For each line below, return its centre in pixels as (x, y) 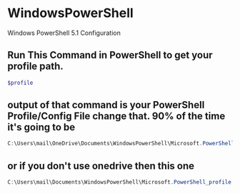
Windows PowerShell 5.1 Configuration (64, 33)
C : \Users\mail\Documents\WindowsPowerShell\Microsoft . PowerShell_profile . (121, 182)
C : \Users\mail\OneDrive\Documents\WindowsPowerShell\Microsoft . (105, 144)
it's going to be (41, 127)
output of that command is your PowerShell (106, 105)
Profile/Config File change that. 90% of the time (116, 116)
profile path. (36, 67)
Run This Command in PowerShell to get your (110, 55)
